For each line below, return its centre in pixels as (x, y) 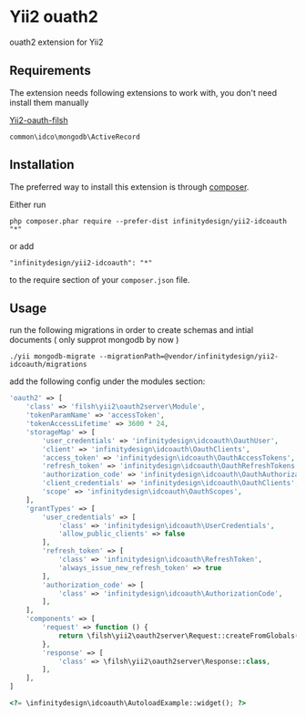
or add (22, 246)
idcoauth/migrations (49, 365)
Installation (42, 165)
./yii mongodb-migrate (52, 357)
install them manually (49, 102)
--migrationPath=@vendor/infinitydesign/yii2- (189, 357)
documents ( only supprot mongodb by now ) (94, 340)
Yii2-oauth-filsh (39, 119)
